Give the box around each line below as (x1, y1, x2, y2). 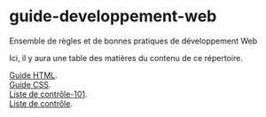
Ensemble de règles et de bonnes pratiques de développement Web (9, 35, 258, 46)
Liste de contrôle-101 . (9, 89, 88, 99)
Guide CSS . (9, 79, 51, 90)
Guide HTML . (9, 69, 58, 81)
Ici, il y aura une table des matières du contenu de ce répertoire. (9, 52, 244, 63)
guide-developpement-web (9, 6, 217, 27)
